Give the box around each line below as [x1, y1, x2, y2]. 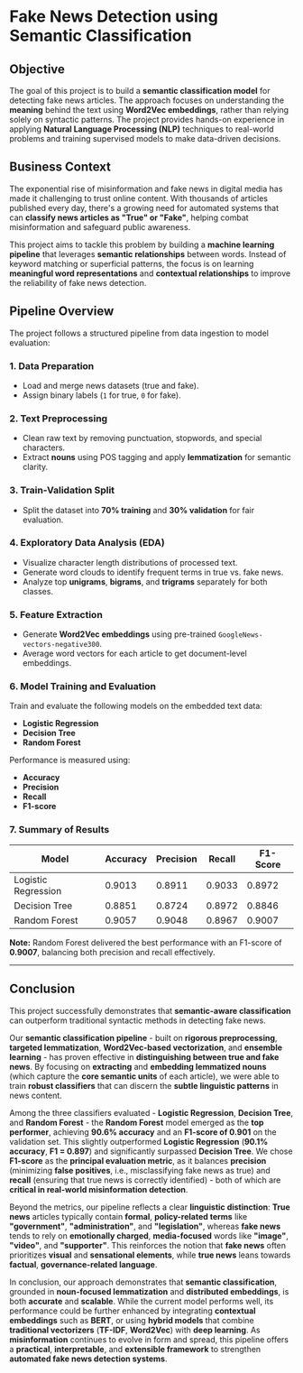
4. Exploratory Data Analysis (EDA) [9, 537, 165, 549]
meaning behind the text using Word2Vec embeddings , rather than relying [9, 105, 289, 115]
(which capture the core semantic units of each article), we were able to [9, 1071, 280, 1082]
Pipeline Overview [9, 304, 115, 319]
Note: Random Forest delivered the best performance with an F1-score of [9, 936, 282, 948]
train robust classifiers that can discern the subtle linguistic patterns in [9, 1080, 279, 1091]
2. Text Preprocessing [9, 412, 108, 425]
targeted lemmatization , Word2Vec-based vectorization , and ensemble [9, 1042, 282, 1053]
